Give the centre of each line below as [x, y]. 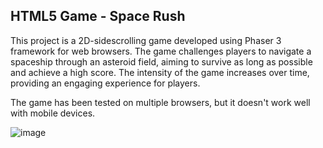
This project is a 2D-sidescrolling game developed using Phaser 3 [146, 40]
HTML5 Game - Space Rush [98, 16]
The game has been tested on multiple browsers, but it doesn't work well [160, 102]
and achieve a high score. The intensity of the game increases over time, [160, 72]
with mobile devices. [53, 113]
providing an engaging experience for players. [105, 83]
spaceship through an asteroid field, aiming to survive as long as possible [161, 61]
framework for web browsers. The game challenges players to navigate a [161, 51]
